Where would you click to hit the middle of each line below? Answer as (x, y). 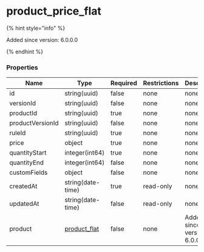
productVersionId (34, 123)
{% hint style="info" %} (36, 28)
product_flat (82, 229)
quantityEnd (27, 163)
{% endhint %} (25, 51)
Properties (22, 67)
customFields (29, 173)
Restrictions (161, 83)
